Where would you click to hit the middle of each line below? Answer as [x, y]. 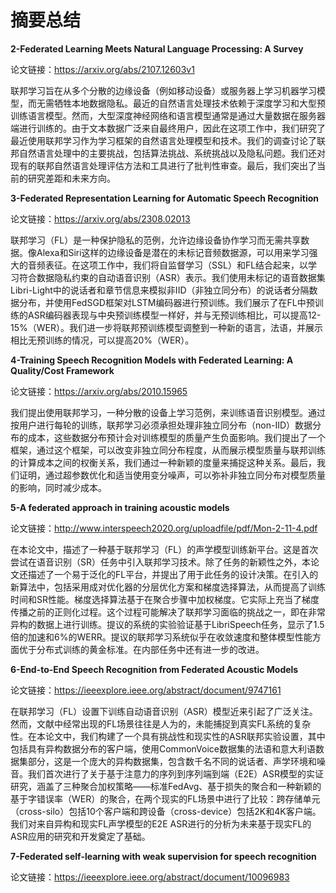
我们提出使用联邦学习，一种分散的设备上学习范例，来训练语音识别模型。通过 [168, 412]
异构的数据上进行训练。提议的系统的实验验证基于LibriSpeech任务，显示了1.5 [167, 624]
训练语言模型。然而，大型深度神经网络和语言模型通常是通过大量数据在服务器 [168, 115]
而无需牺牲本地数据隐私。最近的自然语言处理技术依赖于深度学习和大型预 [176, 103]
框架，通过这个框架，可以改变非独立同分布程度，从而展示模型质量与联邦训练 [168, 450]
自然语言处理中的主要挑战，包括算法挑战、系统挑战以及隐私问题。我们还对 [172, 153]
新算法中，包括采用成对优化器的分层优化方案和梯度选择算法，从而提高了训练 [168, 587]
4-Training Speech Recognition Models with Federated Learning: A [152, 360]
